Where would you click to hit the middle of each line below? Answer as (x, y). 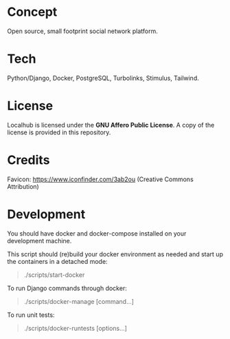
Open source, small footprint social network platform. (82, 31)
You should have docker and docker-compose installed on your (97, 233)
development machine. (39, 240)
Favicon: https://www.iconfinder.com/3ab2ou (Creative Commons (100, 179)
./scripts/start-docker (54, 275)
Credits (28, 160)
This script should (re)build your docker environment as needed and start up (115, 254)
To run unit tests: (31, 315)
